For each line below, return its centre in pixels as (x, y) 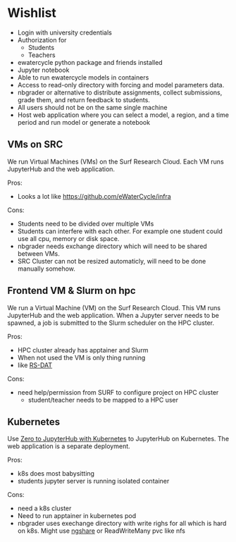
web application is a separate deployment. (69, 446)
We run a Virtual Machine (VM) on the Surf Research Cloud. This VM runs (114, 307)
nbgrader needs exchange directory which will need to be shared (112, 246)
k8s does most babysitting (56, 474)
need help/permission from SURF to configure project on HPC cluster (118, 392)
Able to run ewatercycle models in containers (83, 77)
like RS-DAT (35, 365)
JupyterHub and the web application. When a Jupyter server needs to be (113, 315)
